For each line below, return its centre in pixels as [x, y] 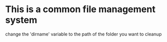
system [21, 20]
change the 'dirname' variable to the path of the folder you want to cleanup [83, 34]
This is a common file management [80, 9]
